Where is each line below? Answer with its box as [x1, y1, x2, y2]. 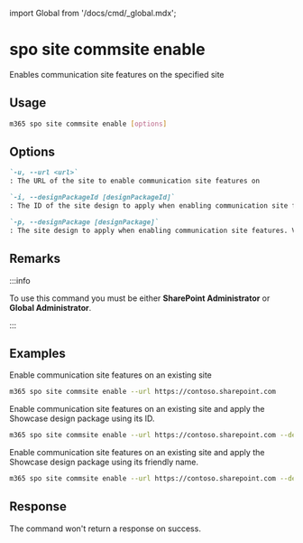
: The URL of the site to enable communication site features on [9, 176, 260, 186]
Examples [9, 345, 66, 360]
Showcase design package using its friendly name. [9, 456, 199, 468]
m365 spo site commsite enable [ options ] [9, 119, 168, 128]
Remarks [9, 251, 61, 267]
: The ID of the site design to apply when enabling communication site [9, 201, 289, 211]
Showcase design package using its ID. [9, 413, 155, 424]
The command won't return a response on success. [9, 523, 201, 534]
